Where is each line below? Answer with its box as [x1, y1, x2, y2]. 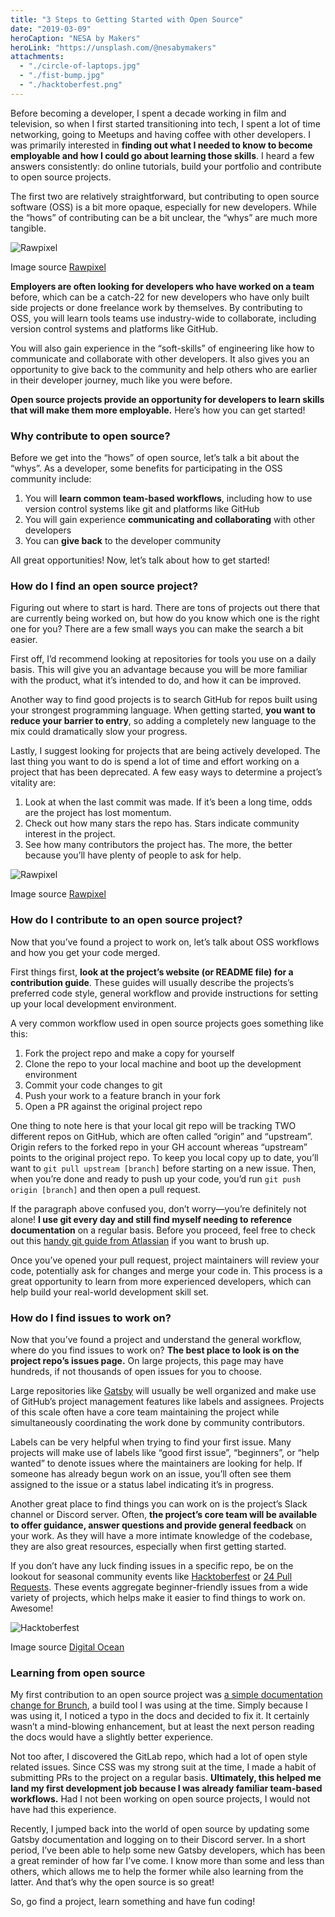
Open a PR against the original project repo [24, 1100, 203, 1112]
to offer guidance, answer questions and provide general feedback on [10, 1519, 307, 1531]
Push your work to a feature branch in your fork [24, 1089, 221, 1101]
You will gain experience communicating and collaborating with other [24, 514, 316, 526]
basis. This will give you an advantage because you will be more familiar [10, 664, 308, 676]
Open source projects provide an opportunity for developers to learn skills [10, 393, 325, 405]
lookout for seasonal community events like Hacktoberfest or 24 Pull [10, 1570, 293, 1582]
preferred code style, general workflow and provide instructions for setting [10, 987, 318, 999]
